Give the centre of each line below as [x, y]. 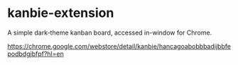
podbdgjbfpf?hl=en [36, 54]
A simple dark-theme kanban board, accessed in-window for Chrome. [110, 32]
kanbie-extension [61, 13]
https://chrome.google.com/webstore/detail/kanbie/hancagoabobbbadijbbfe [119, 46]
